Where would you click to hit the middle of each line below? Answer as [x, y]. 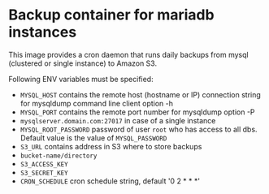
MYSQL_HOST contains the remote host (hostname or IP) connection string [141, 94]
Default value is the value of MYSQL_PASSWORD [93, 138]
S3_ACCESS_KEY [44, 164]
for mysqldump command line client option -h [96, 103]
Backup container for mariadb [111, 15]
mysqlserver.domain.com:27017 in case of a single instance [118, 120]
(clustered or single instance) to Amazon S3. [82, 63]
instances [43, 32]
